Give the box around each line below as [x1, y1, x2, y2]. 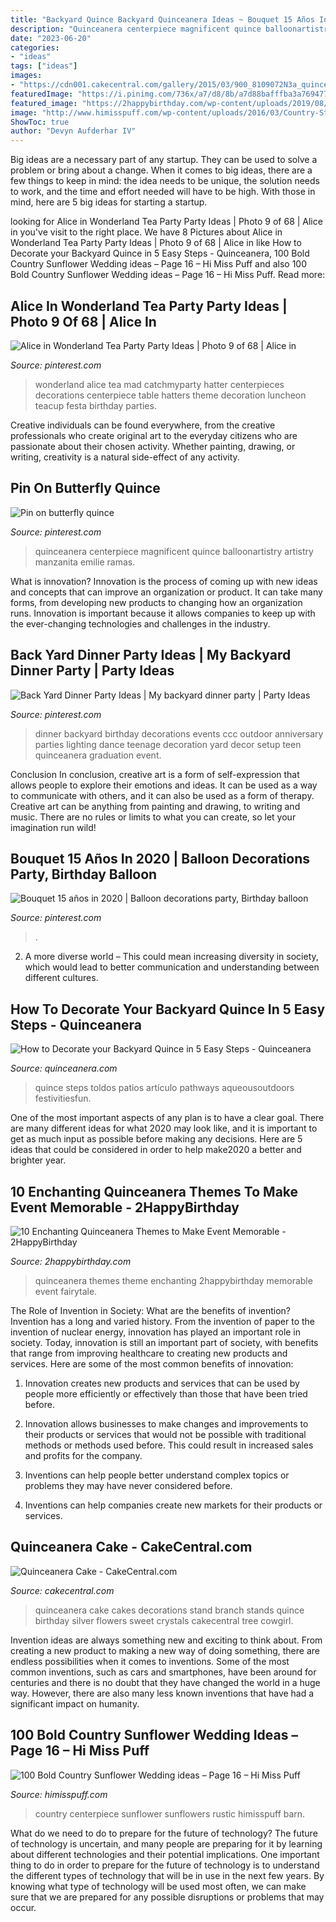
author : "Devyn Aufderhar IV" [10, 126, 137, 136]
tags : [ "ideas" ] [10, 61, 78, 71]
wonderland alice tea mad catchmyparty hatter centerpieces [34, 378, 285, 390]
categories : [10, 42, 60, 53]
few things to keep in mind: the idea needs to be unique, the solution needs [10, 175, 320, 187]
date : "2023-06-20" [10, 33, 92, 43]
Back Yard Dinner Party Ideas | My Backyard [10, 647, 292, 664]
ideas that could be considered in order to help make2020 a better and [10, 1144, 302, 1156]
